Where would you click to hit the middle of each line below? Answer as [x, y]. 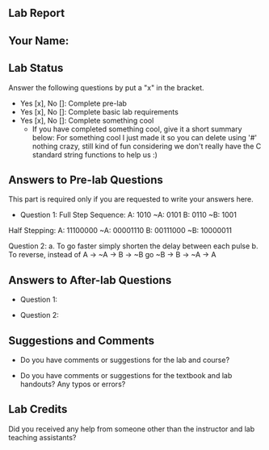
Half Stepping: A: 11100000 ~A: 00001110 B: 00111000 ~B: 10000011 [120, 231]
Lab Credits [38, 409]
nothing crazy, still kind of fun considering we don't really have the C [147, 146]
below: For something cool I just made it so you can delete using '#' [145, 137]
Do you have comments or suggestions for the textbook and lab [126, 376]
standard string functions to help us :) [95, 154]
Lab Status [36, 68]
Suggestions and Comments [82, 341]
